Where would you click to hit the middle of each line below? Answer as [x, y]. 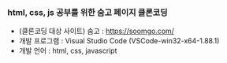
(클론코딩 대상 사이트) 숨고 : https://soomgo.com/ [97, 31]
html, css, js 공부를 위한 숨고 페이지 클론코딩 [87, 12]
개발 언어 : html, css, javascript [68, 51]
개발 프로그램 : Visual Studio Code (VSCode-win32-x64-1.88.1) [119, 41]
